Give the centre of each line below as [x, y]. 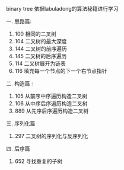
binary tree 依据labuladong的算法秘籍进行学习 [62, 9]
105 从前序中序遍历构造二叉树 [51, 96]
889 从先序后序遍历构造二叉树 [52, 111]
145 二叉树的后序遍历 [41, 56]
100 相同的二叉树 [36, 34]
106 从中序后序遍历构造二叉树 [51, 103]
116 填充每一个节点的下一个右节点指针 [61, 71]
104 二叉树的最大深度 [41, 41]
